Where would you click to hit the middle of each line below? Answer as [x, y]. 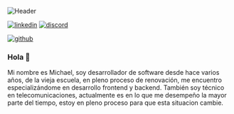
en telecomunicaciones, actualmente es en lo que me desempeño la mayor [117, 95]
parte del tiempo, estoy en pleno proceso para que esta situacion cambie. [116, 103]
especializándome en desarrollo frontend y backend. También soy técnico [116, 88]
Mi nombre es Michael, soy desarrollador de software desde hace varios [113, 73]
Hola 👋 [19, 57]
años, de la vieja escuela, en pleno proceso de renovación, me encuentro [115, 80]
